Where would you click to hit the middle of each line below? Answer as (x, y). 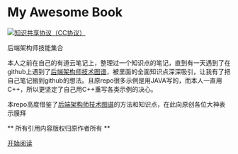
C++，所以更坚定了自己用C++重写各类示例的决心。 (82, 89)
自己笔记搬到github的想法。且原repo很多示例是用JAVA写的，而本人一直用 (115, 80)
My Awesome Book (65, 12)
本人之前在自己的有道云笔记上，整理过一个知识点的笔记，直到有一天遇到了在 (119, 63)
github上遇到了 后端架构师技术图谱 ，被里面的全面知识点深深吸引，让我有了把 (119, 71)
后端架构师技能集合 (35, 47)
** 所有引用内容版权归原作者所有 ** (59, 128)
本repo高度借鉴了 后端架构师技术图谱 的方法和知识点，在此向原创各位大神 (113, 104)
